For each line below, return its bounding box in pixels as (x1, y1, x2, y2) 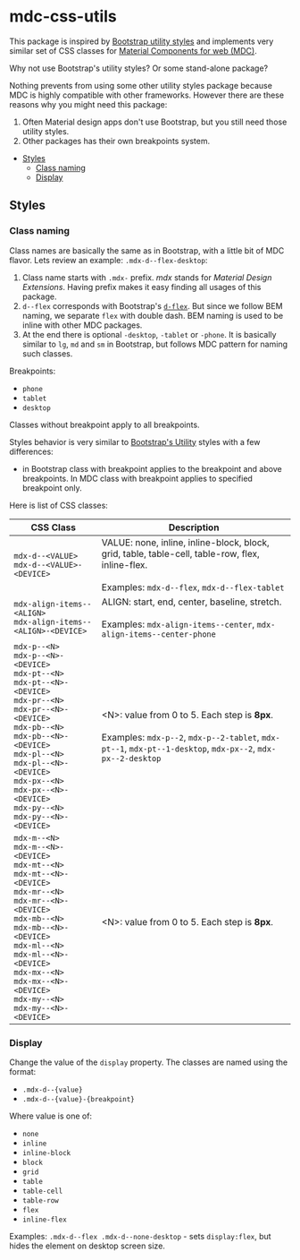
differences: (9, 446, 54, 457)
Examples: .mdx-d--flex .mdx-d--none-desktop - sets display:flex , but (9, 1230, 271, 1241)
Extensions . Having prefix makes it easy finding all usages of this (21, 281, 262, 292)
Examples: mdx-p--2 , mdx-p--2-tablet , (101, 731, 260, 743)
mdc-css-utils (9, 6, 118, 27)
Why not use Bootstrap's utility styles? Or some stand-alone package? (9, 63, 269, 73)
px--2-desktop (101, 753, 162, 763)
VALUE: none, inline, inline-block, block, (101, 536, 270, 548)
